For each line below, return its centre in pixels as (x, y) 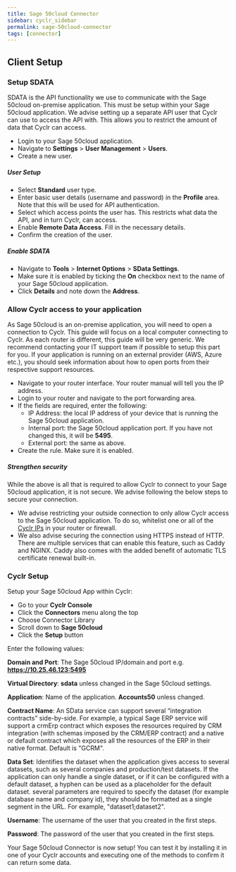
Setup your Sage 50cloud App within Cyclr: (70, 592)
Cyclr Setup (28, 576)
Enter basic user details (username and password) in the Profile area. (118, 197)
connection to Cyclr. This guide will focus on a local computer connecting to (118, 332)
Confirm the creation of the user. (65, 235)
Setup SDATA (31, 82)
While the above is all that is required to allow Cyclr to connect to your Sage (117, 485)
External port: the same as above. (77, 443)
